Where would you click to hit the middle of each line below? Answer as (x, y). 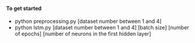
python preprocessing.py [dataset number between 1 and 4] (88, 21)
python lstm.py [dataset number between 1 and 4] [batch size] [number (102, 28)
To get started (24, 8)
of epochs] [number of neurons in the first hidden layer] (83, 34)
